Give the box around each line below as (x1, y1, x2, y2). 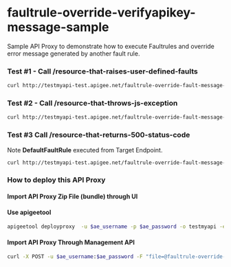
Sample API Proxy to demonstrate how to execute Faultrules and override (7, 42, 215, 50)
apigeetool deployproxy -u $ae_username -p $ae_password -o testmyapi (7, 223, 217, 231)
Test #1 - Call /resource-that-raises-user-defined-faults (7, 67, 198, 76)
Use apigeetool (7, 208, 52, 216)
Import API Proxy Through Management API (7, 238, 135, 246)
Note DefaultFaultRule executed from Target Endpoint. (7, 146, 163, 154)
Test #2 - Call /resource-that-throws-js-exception (7, 98, 178, 108)
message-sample (7, 19, 109, 35)
